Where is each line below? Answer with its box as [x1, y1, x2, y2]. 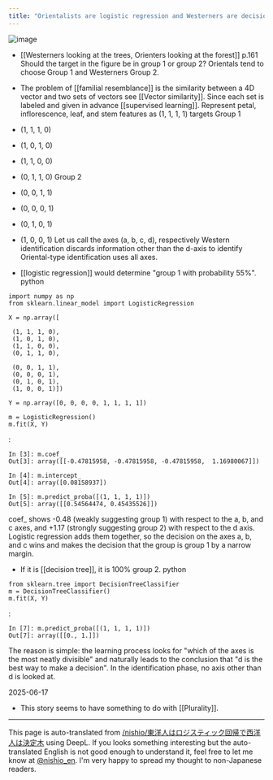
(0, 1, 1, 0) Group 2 [19, 171, 82, 181]
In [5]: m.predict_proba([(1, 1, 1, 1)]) [8, 492, 151, 500]
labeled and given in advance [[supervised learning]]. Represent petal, [19, 100, 257, 110]
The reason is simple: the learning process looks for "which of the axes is [8, 645, 254, 655]
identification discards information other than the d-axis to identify [19, 243, 243, 253]
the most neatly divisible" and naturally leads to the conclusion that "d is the [8, 654, 263, 664]
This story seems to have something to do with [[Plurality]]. [19, 703, 219, 713]
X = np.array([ [8, 314, 60, 322]
